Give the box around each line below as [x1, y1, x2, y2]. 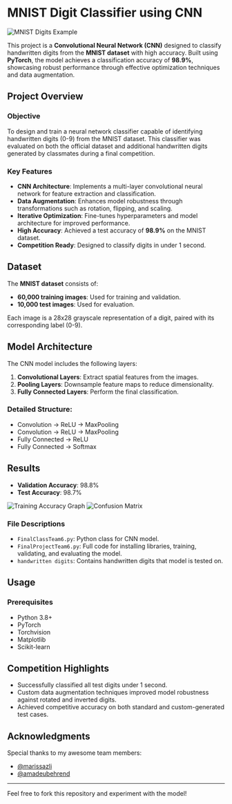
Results [7, 462, 41, 475]
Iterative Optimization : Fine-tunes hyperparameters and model [17, 211, 198, 219]
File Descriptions [7, 519, 66, 529]
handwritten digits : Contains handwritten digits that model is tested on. [17, 556, 223, 565]
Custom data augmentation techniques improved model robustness [17, 688, 209, 697]
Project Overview [7, 91, 84, 102]
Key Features [7, 166, 53, 176]
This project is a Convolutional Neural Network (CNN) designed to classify [7, 41, 222, 49]
